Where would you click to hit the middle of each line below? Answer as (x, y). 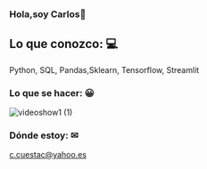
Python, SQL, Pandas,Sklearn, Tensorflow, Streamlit (104, 69)
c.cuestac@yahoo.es (48, 155)
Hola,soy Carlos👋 (48, 14)
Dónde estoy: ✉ (44, 135)
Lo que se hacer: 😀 (52, 93)
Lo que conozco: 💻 (64, 44)
